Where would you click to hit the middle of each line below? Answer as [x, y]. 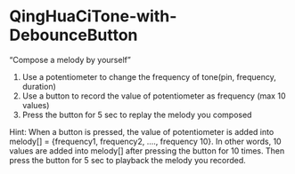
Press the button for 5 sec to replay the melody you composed [137, 115]
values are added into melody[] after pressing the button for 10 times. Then [147, 150]
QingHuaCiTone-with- [93, 16]
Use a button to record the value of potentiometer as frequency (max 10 [154, 96]
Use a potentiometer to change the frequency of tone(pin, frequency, [149, 76]
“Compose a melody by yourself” [70, 59]
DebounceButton [74, 35]
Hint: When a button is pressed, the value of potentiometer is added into [142, 131]
